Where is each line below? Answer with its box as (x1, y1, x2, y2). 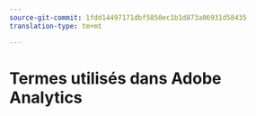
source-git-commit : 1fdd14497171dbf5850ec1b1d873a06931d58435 (9, 13, 247, 22)
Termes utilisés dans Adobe (9, 68, 222, 88)
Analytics (9, 87, 83, 108)
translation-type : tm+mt (9, 22, 102, 31)
